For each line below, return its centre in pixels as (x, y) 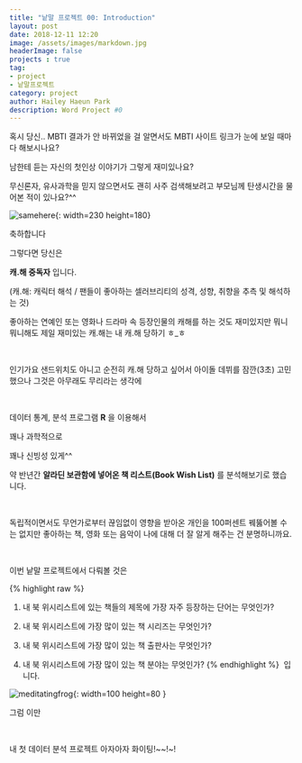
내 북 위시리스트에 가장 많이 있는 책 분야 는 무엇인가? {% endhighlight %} (151, 665)
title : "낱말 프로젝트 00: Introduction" (82, 18)
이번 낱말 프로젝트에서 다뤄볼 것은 (69, 571)
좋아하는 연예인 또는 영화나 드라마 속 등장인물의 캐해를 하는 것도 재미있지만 (141, 322)
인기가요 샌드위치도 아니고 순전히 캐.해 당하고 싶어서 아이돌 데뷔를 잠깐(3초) (142, 369)
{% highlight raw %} (47, 589)
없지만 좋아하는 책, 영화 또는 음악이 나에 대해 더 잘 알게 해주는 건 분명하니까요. (156, 534)
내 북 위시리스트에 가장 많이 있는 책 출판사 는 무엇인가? (117, 646)
